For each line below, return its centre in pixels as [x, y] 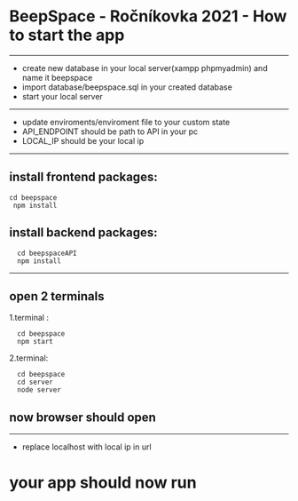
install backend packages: [83, 233]
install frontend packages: [83, 177]
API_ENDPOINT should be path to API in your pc [110, 131]
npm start [35, 342]
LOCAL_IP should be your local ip [83, 140]
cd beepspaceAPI [47, 253]
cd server [35, 382]
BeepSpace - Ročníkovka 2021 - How [148, 16]
